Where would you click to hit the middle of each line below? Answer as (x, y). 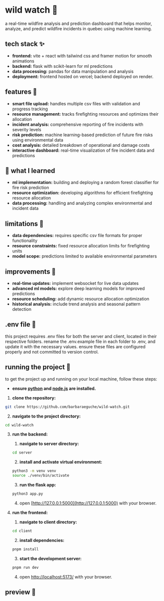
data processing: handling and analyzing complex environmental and (82, 203)
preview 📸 (20, 592)
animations (23, 61)
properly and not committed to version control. (52, 352)
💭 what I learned (30, 170)
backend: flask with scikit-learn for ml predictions (62, 66)
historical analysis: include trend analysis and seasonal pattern (76, 304)
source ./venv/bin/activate (41, 476)
